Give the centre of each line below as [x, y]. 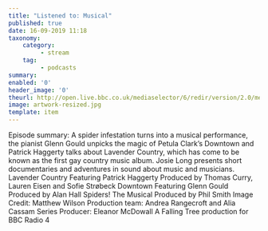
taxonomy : [25, 38]
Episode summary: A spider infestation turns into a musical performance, [128, 135]
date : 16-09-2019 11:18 [48, 30]
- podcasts [59, 68]
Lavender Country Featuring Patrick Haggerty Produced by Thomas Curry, [131, 177]
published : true [35, 23]
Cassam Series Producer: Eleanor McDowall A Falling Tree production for [128, 211]
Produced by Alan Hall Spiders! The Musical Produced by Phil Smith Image [131, 194]
